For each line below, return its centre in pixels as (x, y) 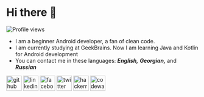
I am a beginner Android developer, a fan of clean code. (85, 41)
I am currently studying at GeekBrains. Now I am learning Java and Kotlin (107, 48)
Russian (26, 67)
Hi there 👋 (31, 13)
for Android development (46, 54)
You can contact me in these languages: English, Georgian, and (96, 60)
